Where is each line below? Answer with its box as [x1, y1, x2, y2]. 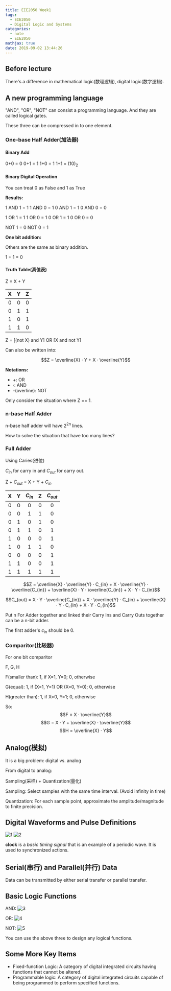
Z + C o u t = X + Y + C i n [5, 479, 52, 486]
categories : [5, 27, 31, 32]
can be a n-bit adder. [5, 617, 50, 623]
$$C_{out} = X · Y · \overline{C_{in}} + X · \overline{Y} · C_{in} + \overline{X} [6, 596, 166, 603]
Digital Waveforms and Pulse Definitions [5, 818, 136, 827]
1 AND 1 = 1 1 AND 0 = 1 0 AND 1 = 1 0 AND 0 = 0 [5, 205, 107, 211]
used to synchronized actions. [5, 847, 69, 853]
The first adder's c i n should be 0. [5, 627, 75, 634]
